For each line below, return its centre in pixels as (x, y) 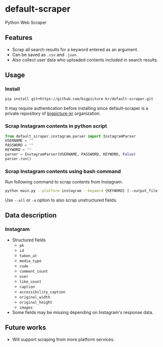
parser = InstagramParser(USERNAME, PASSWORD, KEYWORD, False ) (71, 154)
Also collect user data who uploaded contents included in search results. (85, 60)
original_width (35, 297)
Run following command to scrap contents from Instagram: (64, 182)
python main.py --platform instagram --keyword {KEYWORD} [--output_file (81, 191)
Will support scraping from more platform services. (63, 339)
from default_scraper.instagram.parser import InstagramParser (71, 136)
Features (19, 38)
